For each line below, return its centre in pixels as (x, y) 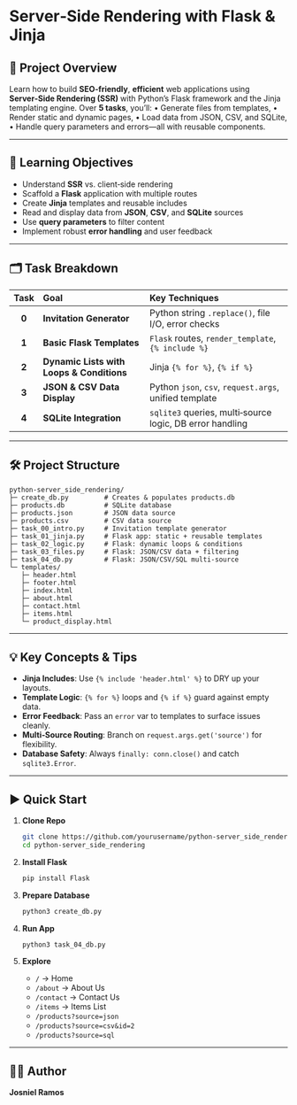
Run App (38, 928)
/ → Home (54, 978)
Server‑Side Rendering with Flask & (142, 16)
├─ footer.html (49, 583)
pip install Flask (56, 878)
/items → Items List (71, 1007)
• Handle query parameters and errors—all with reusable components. (137, 127)
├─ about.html (47, 599)
